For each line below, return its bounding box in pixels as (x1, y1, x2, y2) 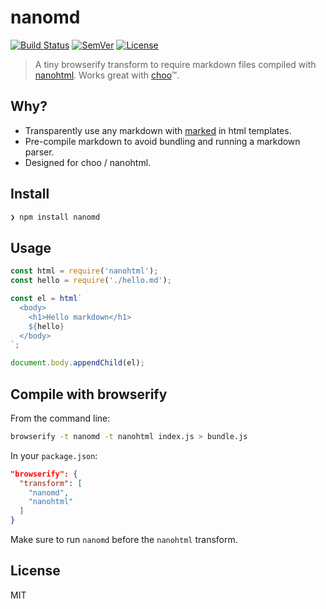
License (10, 562, 61, 580)
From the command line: (10, 412, 111, 424)
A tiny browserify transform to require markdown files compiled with (34, 58, 317, 70)
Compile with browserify (10, 386, 168, 403)
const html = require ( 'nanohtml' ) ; (10, 266, 159, 276)
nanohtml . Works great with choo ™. (34, 69, 180, 81)
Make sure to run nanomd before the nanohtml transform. (10, 534, 238, 546)
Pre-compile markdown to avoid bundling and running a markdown (24, 135, 301, 147)
